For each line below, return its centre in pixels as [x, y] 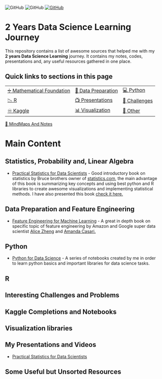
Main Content [33, 143]
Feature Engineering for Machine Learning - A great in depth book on [81, 221]
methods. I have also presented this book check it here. [67, 194]
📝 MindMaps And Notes [29, 124]
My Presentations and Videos [51, 345]
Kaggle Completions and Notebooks [61, 312]
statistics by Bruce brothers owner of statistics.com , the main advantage [85, 178]
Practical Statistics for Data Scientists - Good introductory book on [79, 173]
